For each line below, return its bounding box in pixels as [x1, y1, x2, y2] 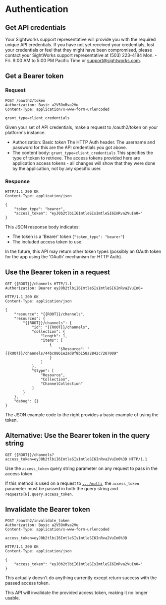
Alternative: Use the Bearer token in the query [5, 431, 150, 440]
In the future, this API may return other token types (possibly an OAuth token [5, 248, 162, 254]
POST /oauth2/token [5, 98, 46, 103]
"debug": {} [14, 398, 39, 403]
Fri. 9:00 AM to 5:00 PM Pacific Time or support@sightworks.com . [5, 58, 141, 63]
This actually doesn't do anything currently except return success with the [5, 575, 157, 581]
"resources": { [14, 316, 46, 321]
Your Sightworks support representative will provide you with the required [5, 36, 156, 42]
